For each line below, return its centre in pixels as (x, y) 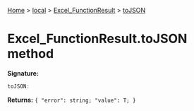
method (31, 54)
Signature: (23, 73)
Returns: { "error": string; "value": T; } (72, 100)
